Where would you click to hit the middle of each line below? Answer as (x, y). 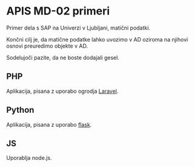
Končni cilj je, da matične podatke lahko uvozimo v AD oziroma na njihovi (97, 39)
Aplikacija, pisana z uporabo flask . (49, 124)
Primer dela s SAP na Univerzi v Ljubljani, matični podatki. (78, 28)
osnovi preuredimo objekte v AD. (47, 46)
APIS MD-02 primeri (58, 11)
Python (20, 110)
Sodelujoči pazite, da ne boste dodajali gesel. (63, 57)
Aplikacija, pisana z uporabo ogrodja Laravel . (62, 91)
